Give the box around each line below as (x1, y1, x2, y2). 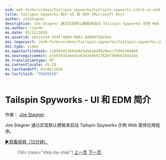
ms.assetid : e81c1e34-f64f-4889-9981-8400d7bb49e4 (5, 35, 112, 40)
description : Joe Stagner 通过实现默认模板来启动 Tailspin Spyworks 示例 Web (5, 21, 160, 26)
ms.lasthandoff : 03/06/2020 (5, 67, 63, 72)
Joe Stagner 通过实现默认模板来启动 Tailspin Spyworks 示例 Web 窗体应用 (5, 122, 156, 128)
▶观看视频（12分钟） (5, 139, 48, 145)
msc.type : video (5, 44, 39, 49)
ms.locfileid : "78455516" (5, 72, 58, 77)
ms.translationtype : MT (5, 58, 54, 63)
